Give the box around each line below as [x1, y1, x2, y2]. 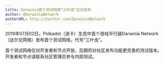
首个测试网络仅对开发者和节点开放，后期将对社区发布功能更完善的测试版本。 [5, 48, 162, 54]
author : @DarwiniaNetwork [5, 12, 59, 17]
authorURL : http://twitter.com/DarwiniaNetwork [5, 16, 106, 21]
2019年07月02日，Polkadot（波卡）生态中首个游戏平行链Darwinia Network [5, 31, 159, 37]
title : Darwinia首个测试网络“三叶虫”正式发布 [5, 7, 91, 12]
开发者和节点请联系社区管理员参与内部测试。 [5, 54, 97, 60]
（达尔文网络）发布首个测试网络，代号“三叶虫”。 [5, 37, 105, 43]
